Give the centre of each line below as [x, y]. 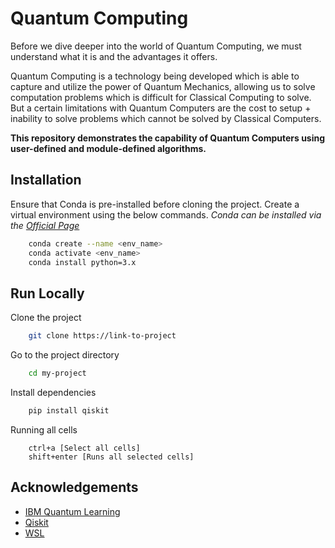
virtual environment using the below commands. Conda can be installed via [166, 214]
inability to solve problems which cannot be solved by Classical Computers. [166, 118]
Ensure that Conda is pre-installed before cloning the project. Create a [155, 204]
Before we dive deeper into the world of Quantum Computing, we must [156, 46]
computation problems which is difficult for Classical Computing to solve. [161, 97]
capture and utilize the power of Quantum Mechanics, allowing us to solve [163, 86]
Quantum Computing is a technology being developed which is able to [155, 76]
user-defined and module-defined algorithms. [108, 148]
